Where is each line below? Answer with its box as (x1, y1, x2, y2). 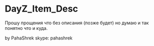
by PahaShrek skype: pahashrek (5, 35, 73, 41)
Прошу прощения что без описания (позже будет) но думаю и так (5, 20, 149, 26)
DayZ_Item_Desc (5, 3, 79, 15)
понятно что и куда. (5, 25, 48, 31)
